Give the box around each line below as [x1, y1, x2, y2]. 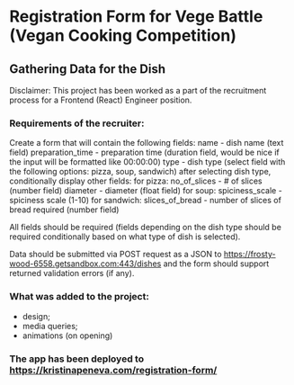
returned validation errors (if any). [9, 268, 135, 279]
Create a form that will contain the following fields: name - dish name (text [9, 138, 284, 148]
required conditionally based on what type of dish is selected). [9, 231, 241, 242]
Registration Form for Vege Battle [9, 6, 263, 27]
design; [22, 310, 51, 321]
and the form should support [163, 258, 270, 269]
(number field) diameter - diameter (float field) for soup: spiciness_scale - [9, 185, 283, 196]
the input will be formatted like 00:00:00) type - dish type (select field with [9, 157, 286, 167]
